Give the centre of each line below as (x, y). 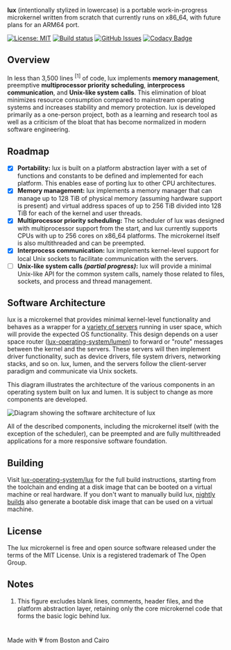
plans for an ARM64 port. (43, 25)
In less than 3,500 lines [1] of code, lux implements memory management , (113, 77)
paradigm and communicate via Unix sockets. (72, 372)
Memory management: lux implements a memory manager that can (115, 191)
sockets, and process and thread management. (85, 281)
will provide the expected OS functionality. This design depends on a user (113, 334)
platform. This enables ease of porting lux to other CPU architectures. (117, 183)
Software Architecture (57, 302)
